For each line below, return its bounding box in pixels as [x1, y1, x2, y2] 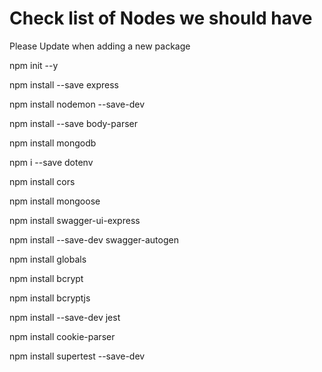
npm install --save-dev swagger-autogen [9, 233, 179, 246]
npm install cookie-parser [9, 330, 116, 342]
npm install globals [9, 253, 87, 265]
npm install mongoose [9, 195, 101, 207]
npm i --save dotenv [9, 156, 94, 168]
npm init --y [9, 59, 59, 71]
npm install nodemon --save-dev [9, 98, 146, 110]
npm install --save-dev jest [9, 311, 121, 323]
